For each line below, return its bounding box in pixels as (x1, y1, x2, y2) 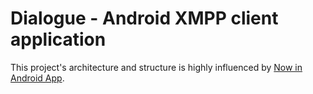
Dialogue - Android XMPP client (10, 7, 279, 30)
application (10, 28, 107, 51)
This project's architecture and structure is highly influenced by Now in (10, 61, 303, 73)
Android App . (10, 72, 65, 84)
